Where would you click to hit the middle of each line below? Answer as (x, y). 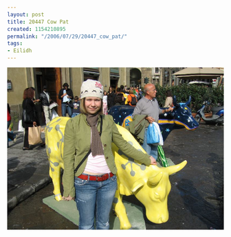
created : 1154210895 (37, 29)
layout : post (26, 14)
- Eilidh (20, 51)
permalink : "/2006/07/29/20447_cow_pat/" (67, 36)
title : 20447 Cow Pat (38, 22)
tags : (15, 44)
